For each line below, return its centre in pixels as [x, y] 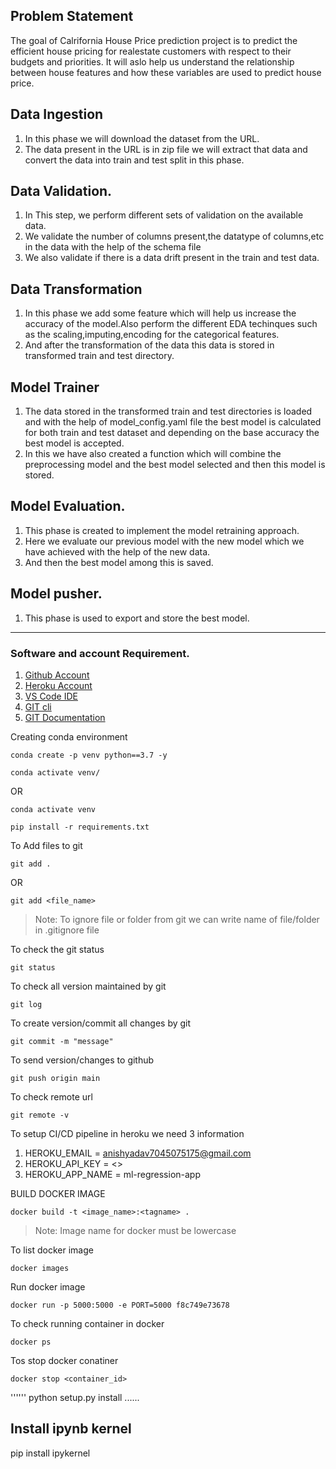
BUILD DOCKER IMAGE [58, 1193]
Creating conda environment [69, 736]
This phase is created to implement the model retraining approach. [162, 530]
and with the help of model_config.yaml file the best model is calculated [173, 422]
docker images [40, 1268]
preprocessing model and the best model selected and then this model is [175, 465]
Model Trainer [55, 387]
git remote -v [40, 1115]
